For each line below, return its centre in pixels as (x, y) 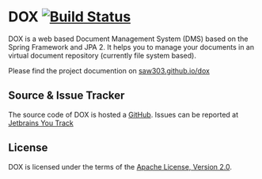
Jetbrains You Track (41, 123)
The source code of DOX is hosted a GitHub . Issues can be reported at (123, 114)
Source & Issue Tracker (66, 96)
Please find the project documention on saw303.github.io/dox (109, 70)
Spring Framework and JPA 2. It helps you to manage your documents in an (131, 47)
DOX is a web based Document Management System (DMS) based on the (128, 39)
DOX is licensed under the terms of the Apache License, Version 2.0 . (120, 166)
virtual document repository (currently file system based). (102, 55)
